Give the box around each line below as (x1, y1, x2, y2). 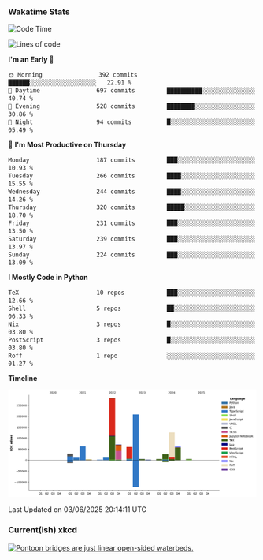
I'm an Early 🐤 (8, 54, 54, 65)
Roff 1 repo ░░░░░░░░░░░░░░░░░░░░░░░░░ (8, 352, 256, 360)
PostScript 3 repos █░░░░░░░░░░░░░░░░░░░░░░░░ (8, 336, 256, 345)
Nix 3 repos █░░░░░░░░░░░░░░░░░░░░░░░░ (8, 320, 256, 329)
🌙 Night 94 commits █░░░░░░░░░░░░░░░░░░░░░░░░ (8, 118, 256, 126)
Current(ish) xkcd (8, 525, 77, 536)
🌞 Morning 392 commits (8, 71, 138, 79)
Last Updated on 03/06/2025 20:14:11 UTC (8, 505, 147, 514)
